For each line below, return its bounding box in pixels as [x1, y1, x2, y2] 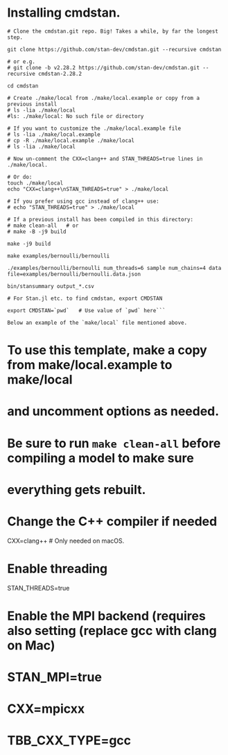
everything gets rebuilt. [7, 482, 146, 498]
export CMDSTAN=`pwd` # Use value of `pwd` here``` [7, 307, 166, 314]
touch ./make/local [7, 179, 64, 187]
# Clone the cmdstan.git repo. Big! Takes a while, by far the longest [7, 28, 218, 35]
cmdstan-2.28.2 [37, 70, 82, 77]
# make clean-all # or [7, 222, 79, 229]
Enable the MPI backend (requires [7, 608, 206, 624]
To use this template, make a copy [7, 342, 208, 358]
